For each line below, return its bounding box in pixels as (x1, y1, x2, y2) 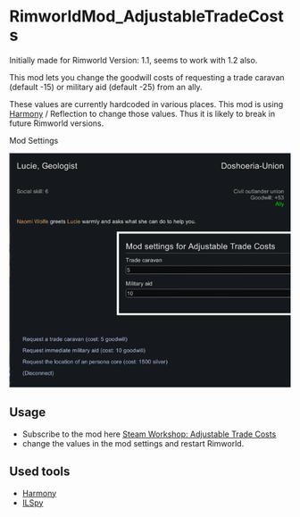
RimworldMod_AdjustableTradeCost (9, 6, 284, 27)
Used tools (9, 464, 71, 479)
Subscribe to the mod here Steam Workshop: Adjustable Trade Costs (21, 429, 277, 439)
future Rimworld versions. (9, 118, 104, 129)
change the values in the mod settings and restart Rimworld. (21, 438, 245, 448)
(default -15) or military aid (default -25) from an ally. (9, 81, 203, 92)
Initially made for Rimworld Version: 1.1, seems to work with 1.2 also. (9, 54, 258, 65)
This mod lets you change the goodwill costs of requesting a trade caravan (9, 71, 285, 82)
